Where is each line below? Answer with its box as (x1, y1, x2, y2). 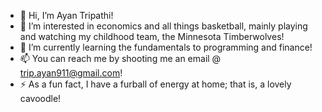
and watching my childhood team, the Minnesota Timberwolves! (19, 31, 285, 42)
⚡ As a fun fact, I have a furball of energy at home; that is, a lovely (19, 78, 292, 90)
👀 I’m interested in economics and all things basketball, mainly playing (19, 20, 308, 32)
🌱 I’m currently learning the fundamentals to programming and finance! (19, 41, 313, 53)
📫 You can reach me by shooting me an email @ (19, 53, 222, 64)
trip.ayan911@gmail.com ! (19, 67, 123, 79)
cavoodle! (19, 93, 62, 104)
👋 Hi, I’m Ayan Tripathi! (19, 10, 114, 21)
